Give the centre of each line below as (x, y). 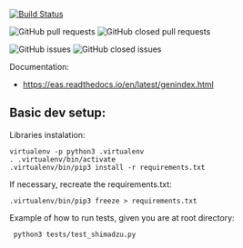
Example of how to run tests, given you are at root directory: (122, 217)
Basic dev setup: (58, 113)
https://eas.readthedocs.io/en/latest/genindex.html (118, 84)
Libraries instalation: (47, 134)
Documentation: (40, 67)
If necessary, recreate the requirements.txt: (91, 184)
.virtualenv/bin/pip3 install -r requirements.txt (107, 167)
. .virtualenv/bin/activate (63, 159)
